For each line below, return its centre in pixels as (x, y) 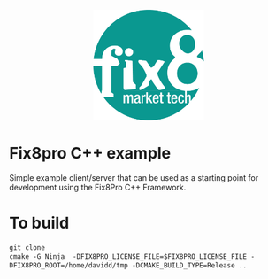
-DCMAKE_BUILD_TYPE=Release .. (189, 266)
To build (39, 223)
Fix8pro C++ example (90, 154)
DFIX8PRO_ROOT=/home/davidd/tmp (69, 266)
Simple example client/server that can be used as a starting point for (134, 178)
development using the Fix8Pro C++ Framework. (98, 188)
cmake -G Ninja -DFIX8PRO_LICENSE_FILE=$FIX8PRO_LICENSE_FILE (128, 257)
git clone (27, 248)
